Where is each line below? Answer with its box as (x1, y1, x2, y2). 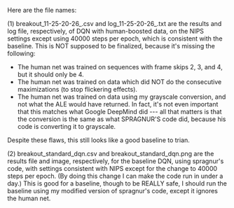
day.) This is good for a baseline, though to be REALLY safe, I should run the (7, 179, 228, 188)
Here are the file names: (7, 6, 77, 14)
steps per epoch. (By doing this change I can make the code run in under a (7, 172, 223, 180)
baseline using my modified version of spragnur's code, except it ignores (7, 187, 219, 195)
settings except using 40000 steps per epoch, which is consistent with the (7, 34, 223, 43)
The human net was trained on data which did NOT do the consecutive (17, 78, 222, 86)
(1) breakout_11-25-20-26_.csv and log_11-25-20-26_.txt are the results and (7, 20, 222, 27)
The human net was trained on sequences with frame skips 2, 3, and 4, (17, 63, 223, 71)
